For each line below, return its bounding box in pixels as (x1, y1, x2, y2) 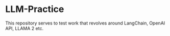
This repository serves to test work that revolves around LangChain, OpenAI (5, 20, 165, 26)
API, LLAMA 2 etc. (5, 25, 44, 31)
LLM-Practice (5, 3, 64, 15)
